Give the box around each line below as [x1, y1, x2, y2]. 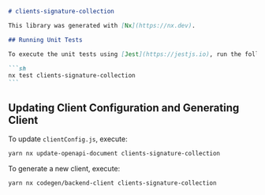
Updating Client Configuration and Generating [8, 101, 240, 114]
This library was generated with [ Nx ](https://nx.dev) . [8, 21, 196, 29]
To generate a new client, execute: [8, 163, 121, 173]
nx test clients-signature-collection [8, 72, 136, 80]
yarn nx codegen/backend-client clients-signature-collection [8, 178, 217, 187]
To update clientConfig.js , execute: [8, 134, 128, 144]
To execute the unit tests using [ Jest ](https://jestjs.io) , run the [8, 50, 242, 58]
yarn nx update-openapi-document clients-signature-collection [8, 149, 221, 157]
